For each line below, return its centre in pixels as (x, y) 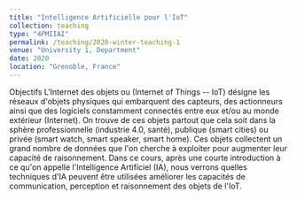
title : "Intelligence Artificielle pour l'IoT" (99, 17)
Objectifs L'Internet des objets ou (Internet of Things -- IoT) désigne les (140, 92)
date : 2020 (29, 58)
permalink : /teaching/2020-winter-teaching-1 (94, 42)
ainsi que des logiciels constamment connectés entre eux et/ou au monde (144, 111)
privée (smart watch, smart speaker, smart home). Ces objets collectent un (146, 139)
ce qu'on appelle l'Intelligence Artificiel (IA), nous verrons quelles (129, 167)
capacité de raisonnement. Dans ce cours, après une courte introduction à (145, 158)
